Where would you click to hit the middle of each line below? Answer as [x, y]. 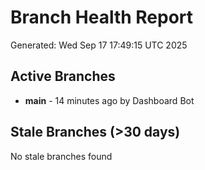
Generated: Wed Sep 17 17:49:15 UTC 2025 [99, 45]
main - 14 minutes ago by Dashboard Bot [109, 100]
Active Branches [63, 76]
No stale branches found [61, 156]
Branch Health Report [102, 17]
